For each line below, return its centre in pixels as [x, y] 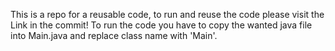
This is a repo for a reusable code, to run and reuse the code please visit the [167, 14]
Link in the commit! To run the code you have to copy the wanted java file [161, 25]
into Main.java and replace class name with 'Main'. [114, 35]
